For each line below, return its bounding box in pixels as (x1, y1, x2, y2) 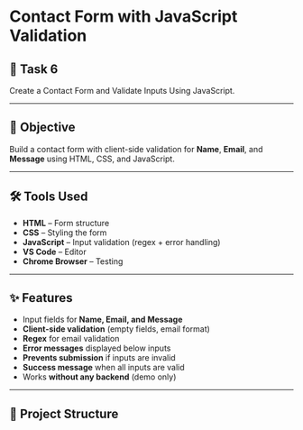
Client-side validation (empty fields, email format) (22, 324, 210, 334)
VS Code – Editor (22, 246, 87, 257)
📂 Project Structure (9, 406, 119, 421)
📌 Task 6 (9, 61, 59, 77)
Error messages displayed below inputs (22, 343, 171, 353)
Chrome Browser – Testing (22, 255, 124, 267)
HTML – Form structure (22, 217, 110, 228)
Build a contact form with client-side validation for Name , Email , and (9, 143, 263, 154)
